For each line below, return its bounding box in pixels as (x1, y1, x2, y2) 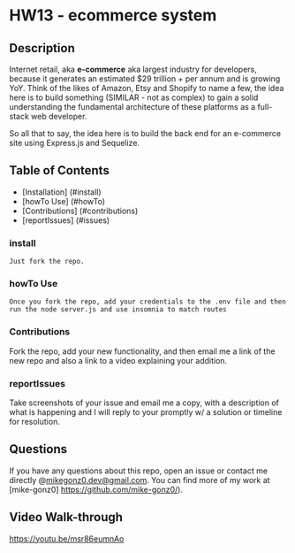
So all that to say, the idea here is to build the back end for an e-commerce (9, 128, 281, 138)
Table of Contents (9, 163, 110, 178)
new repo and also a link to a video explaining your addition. (9, 355, 228, 365)
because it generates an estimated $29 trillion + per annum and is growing (9, 73, 281, 84)
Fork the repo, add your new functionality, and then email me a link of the (9, 346, 276, 357)
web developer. (30, 111, 87, 121)
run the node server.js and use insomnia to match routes (9, 305, 227, 314)
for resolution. (9, 417, 60, 426)
